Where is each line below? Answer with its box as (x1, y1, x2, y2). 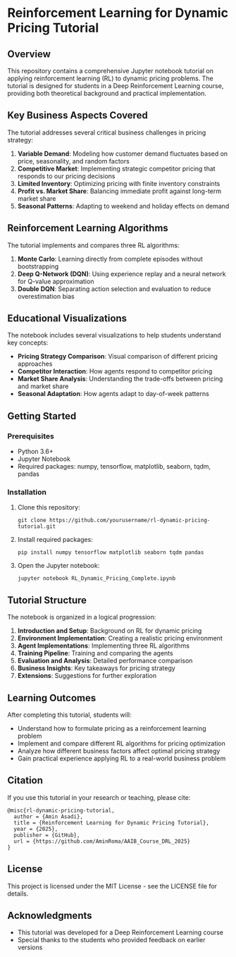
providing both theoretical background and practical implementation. (7, 89, 206, 97)
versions (17, 943, 43, 952)
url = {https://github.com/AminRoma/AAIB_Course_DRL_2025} (13, 837, 191, 845)
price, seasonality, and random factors (17, 156, 130, 165)
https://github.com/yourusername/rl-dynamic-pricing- (49, 517, 211, 524)
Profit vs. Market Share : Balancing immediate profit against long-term (17, 187, 222, 195)
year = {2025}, (13, 825, 58, 832)
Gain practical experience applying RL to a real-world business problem (17, 754, 226, 762)
